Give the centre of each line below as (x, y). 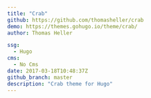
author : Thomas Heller (40, 33)
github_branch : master (40, 77)
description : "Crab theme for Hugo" (60, 84)
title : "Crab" (28, 13)
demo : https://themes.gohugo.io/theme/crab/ (72, 26)
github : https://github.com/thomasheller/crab (75, 20)
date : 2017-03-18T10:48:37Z (48, 71)
